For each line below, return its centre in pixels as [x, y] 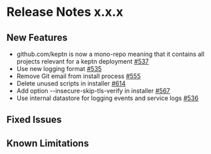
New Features [37, 38]
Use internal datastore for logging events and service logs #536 [107, 98]
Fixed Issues [34, 120]
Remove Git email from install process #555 [79, 76]
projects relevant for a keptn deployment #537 [83, 61]
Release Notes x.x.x [65, 12]
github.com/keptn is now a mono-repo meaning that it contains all [110, 54]
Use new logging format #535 [59, 69]
